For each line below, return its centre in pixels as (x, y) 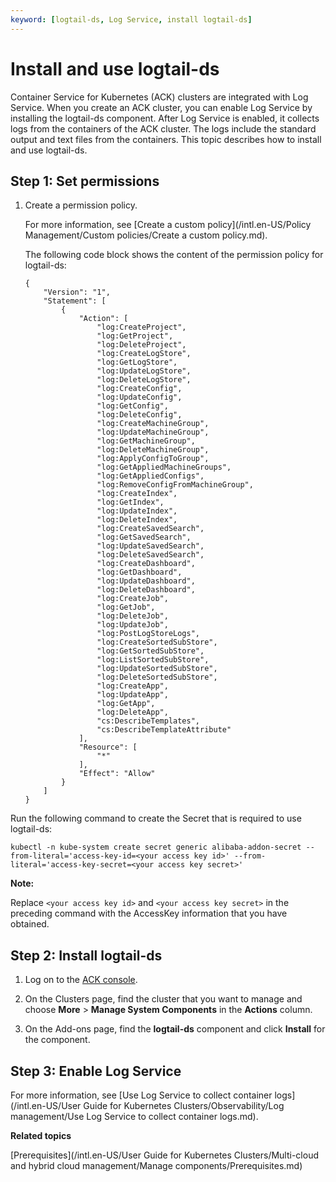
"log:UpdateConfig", (139, 397)
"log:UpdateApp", (132, 695)
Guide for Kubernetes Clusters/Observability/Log (184, 1105)
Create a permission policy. (81, 205)
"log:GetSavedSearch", (144, 537)
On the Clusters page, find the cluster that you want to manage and (163, 999)
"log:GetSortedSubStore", (150, 651)
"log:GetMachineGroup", (146, 441)
